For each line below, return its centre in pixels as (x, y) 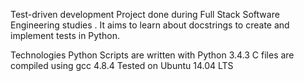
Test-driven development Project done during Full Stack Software (145, 14)
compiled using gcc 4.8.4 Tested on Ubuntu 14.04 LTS (122, 65)
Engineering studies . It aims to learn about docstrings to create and (150, 25)
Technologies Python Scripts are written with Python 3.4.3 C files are (152, 55)
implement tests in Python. (65, 35)
